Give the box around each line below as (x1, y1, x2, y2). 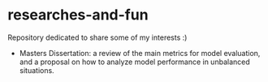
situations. (19, 65, 54, 75)
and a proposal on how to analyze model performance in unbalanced (19, 57, 250, 67)
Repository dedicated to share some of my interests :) (7, 32, 188, 42)
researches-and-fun (7, 6, 149, 24)
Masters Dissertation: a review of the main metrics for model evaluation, (19, 48, 261, 58)
